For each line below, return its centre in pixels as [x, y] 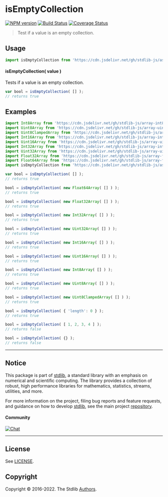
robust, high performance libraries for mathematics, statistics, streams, [78, 385]
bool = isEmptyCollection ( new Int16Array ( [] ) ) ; [60, 242]
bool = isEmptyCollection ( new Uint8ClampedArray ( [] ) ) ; [68, 297]
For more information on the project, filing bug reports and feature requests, [83, 400]
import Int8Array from [29, 123]
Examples [21, 112]
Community [18, 417]
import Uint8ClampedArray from [38, 133]
